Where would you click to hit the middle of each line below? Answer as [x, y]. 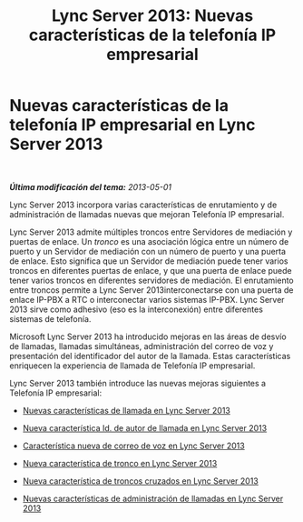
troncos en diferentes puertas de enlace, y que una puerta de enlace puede [151, 270]
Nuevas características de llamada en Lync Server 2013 [127, 410]
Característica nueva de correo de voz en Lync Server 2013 [133, 446]
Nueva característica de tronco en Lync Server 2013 [120, 463]
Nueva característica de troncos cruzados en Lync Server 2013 [140, 481]
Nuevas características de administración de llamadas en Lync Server [153, 498]
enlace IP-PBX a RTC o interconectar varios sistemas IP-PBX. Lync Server [147, 299]
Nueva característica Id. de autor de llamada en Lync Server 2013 [145, 427]
